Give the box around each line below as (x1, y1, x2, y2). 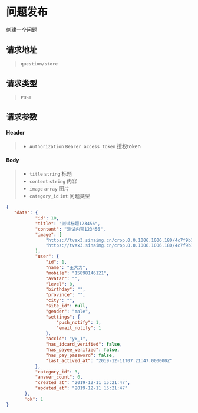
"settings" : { (45, 314, 81, 320)
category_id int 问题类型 (29, 192, 90, 199)
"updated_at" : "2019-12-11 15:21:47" (35, 385, 128, 391)
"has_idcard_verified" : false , (45, 342, 123, 348)
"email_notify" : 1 (56, 325, 101, 331)
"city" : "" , (45, 297, 75, 304)
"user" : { (35, 254, 60, 260)
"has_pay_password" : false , (45, 352, 115, 358)
